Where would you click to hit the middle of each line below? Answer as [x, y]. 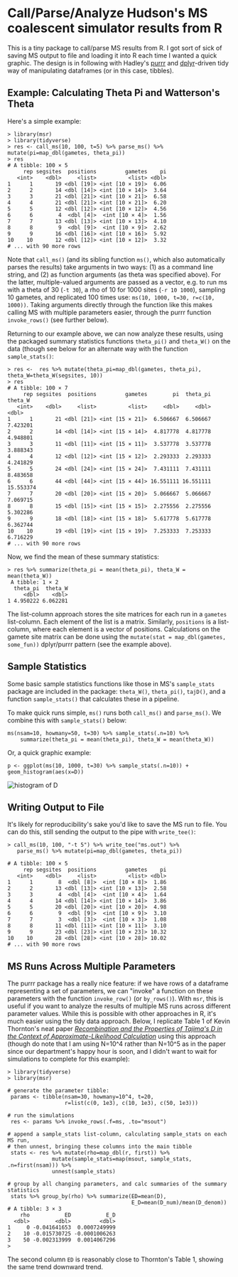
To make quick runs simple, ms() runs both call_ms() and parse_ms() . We [114, 712]
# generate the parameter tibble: [59, 1091]
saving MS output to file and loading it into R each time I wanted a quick [112, 55]
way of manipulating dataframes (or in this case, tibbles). [91, 70]
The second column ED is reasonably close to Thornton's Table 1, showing [115, 1259]
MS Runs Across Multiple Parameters [92, 966]
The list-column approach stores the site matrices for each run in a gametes [117, 614]
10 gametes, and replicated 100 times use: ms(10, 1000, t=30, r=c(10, [111, 297]
